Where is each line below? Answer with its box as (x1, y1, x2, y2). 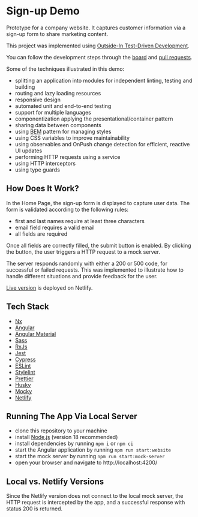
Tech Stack (6, 302, 49, 312)
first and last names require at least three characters (14, 217, 145, 224)
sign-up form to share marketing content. (6, 30, 109, 37)
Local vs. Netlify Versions (6, 476, 104, 486)
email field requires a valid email (14, 224, 95, 231)
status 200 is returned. (6, 505, 63, 512)
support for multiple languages (14, 109, 91, 116)
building (14, 83, 35, 91)
